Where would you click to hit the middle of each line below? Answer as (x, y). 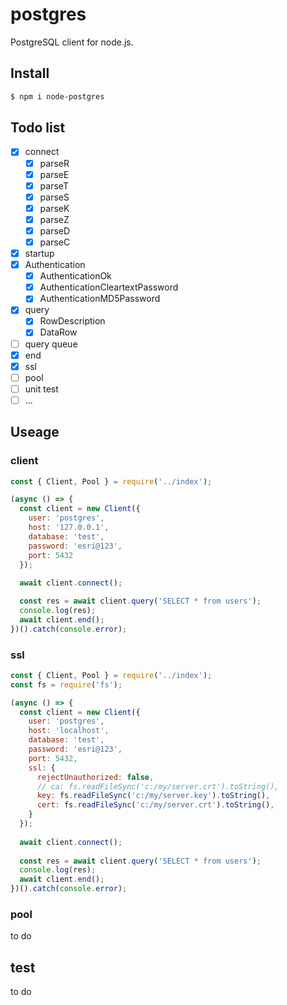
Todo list (38, 128)
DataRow (58, 332)
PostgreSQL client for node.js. (72, 42)
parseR (54, 163)
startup (39, 253)
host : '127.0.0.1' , (69, 528)
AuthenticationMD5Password (100, 299)
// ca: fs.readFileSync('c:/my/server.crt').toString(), (158, 786)
